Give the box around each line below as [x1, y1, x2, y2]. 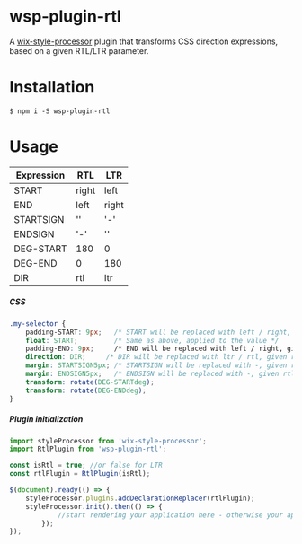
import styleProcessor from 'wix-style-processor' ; [9, 436, 207, 445]
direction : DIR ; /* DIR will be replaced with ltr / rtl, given [25, 353, 288, 362]
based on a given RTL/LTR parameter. [9, 45, 149, 56]
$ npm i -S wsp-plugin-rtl [9, 106, 111, 116]
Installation [9, 77, 95, 98]
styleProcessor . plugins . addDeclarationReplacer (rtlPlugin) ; [25, 494, 255, 503]
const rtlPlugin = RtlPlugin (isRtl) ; [9, 469, 151, 478]
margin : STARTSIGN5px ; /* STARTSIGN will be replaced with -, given [25, 361, 288, 370]
